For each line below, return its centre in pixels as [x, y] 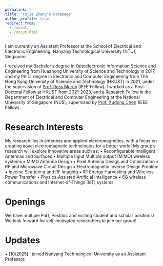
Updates [23, 240]
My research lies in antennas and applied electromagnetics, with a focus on [81, 141]
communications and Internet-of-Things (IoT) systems [59, 182]
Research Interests [44, 127]
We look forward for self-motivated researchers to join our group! [71, 221]
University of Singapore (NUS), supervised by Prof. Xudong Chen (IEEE [77, 102]
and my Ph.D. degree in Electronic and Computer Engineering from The [77, 76]
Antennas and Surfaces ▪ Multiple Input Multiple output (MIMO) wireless [78, 156]
